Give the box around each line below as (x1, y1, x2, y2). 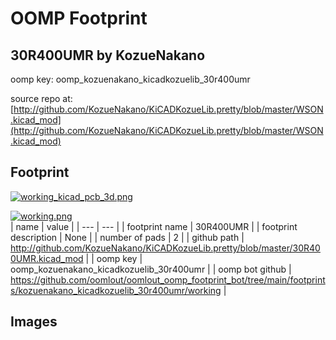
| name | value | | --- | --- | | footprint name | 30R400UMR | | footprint (10, 220, 298, 232)
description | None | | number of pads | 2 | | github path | (10, 231, 245, 243)
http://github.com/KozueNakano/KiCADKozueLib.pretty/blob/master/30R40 (10, 242, 321, 254)
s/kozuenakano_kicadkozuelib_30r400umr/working (10, 284, 222, 296)
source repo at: (10, 93, 73, 104)
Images (10, 313, 58, 331)
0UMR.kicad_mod (10, 252, 84, 264)
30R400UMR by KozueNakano (10, 47, 206, 64)
